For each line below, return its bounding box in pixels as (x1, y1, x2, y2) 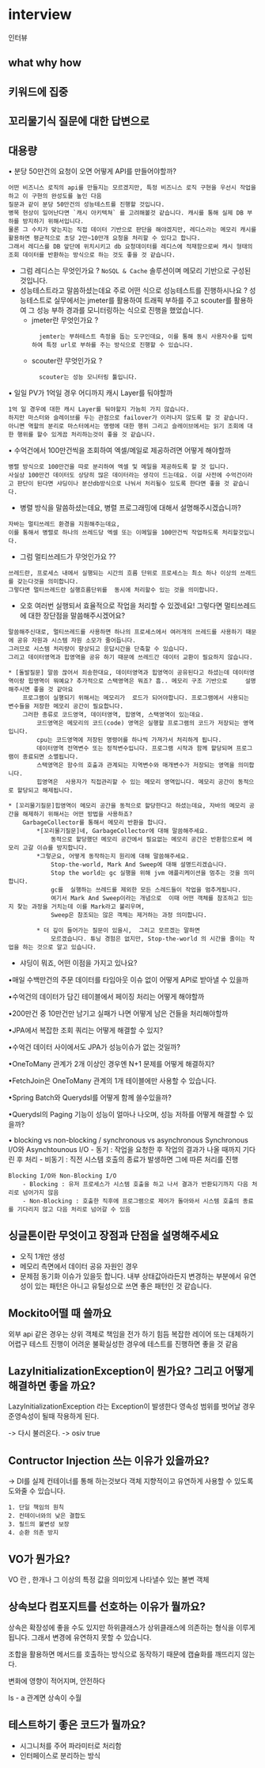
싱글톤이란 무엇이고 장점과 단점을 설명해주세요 (8, 1229, 219, 1242)
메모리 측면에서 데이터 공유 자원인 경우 (19, 1261, 138, 1271)
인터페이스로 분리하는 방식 (19, 1751, 101, 1760)
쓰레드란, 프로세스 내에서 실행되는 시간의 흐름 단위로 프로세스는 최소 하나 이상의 (8, 568, 237, 577)
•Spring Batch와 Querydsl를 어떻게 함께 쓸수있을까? (8, 1093, 172, 1102)
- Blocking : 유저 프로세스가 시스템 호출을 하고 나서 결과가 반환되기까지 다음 (22, 1180, 249, 1188)
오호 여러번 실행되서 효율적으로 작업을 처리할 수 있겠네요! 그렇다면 (19, 600, 223, 610)
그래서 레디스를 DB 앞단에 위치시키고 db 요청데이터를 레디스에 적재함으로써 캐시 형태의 (8, 242, 253, 250)
